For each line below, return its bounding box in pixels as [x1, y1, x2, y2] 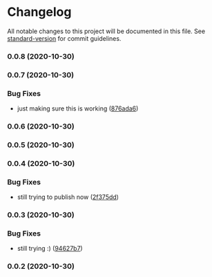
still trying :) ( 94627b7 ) [17, 245, 83, 253]
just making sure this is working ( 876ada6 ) [17, 104, 139, 113]
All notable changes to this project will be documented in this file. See [7, 27, 206, 35]
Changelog [7, 4, 72, 20]
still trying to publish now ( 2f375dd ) [17, 193, 119, 201]
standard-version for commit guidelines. [7, 34, 122, 42]
